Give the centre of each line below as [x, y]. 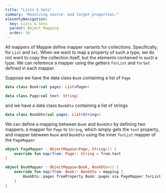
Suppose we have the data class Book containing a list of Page [68, 78]
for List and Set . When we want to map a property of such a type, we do [80, 52]
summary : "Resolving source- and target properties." [62, 14]
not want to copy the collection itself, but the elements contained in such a [81, 57]
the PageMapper [20, 140]
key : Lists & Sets [29, 24]
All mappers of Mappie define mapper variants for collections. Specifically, [82, 47]
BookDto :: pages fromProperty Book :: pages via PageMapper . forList [92, 177]
